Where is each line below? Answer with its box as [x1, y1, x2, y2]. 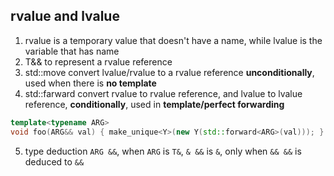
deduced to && [24, 155, 85, 168]
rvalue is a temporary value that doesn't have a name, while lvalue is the [24, 34, 323, 46]
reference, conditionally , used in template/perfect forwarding [24, 98, 285, 110]
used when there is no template [24, 77, 157, 89]
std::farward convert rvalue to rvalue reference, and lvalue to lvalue [24, 87, 303, 99]
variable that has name [24, 45, 120, 57]
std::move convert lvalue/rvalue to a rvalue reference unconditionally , [24, 66, 315, 78]
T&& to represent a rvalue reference [24, 55, 173, 68]
